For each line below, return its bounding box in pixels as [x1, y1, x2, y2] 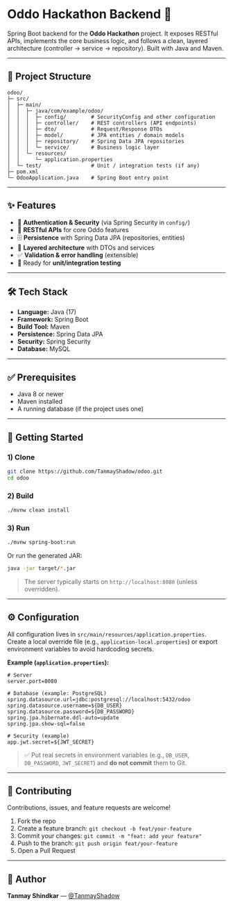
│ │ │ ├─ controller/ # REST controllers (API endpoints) [7, 120, 197, 126]
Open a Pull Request [17, 847, 76, 855]
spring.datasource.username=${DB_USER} [7, 702, 123, 709]
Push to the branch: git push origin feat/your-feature [17, 839, 178, 847]
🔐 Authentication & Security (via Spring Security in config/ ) [17, 218, 191, 227]
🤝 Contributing [7, 785, 72, 797]
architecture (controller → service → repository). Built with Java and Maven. [7, 44, 224, 52]
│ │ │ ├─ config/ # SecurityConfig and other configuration [7, 113, 216, 120]
